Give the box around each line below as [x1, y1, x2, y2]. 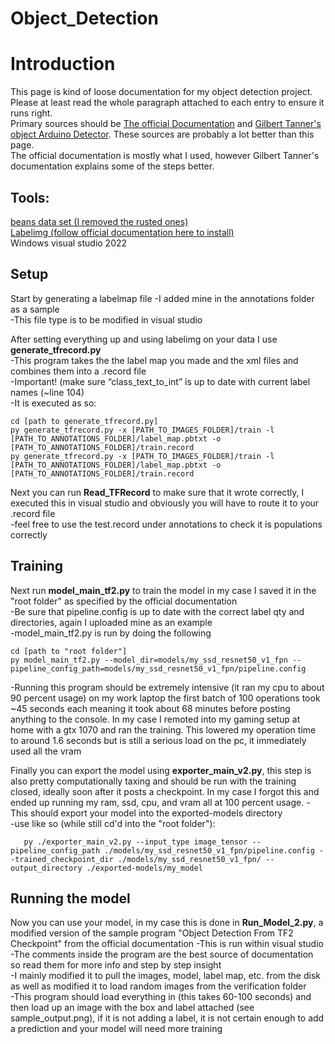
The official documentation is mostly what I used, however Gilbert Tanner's [10, 150, 320, 162]
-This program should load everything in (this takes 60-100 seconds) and [10, 991, 312, 1003]
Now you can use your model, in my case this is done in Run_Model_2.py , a [10, 917, 324, 929]
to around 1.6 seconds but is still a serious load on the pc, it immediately [10, 734, 307, 746]
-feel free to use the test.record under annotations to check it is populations [10, 518, 323, 530]
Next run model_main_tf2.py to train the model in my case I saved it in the [10, 584, 317, 596]
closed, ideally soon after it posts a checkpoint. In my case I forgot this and [10, 785, 320, 797]
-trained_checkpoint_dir [10, 854, 114, 864]
